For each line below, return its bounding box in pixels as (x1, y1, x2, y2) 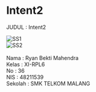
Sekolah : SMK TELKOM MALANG (6, 79, 91, 87)
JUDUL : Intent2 (6, 23, 46, 31)
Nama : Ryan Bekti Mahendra (6, 54, 79, 61)
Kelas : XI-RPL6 (6, 61, 45, 68)
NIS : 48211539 (6, 73, 44, 81)
